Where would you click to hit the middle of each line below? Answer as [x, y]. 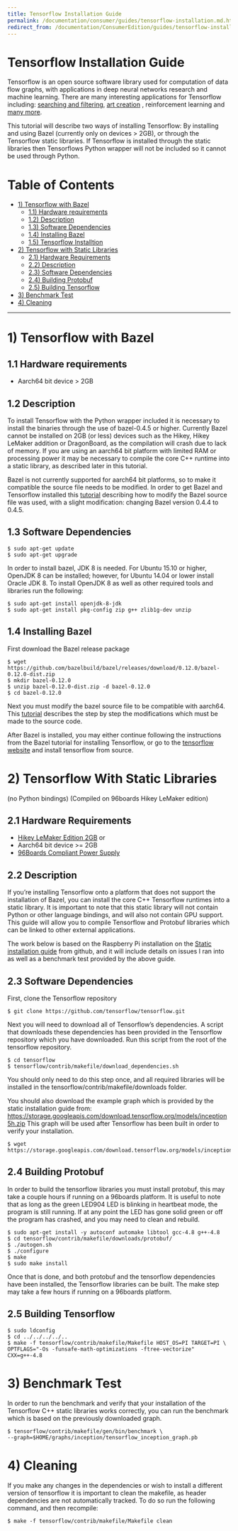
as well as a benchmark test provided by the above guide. [91, 959]
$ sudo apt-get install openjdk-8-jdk [64, 604]
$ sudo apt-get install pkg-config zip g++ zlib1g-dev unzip [100, 610]
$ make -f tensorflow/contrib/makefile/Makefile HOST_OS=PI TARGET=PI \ [117, 1343]
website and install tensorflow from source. [70, 750]
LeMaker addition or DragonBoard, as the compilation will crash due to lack [117, 443]
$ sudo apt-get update [41, 548]
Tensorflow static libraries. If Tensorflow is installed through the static [109, 141]
